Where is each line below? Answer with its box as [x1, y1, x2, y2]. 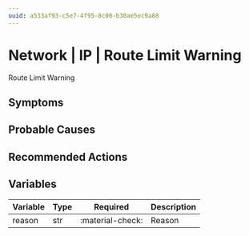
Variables [8, 178, 58, 191]
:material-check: [79, 214, 143, 226]
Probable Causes [8, 123, 96, 137]
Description [151, 201, 196, 212]
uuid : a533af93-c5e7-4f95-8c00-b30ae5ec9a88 [8, 11, 159, 20]
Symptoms [8, 95, 64, 109]
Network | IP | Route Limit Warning [8, 46, 242, 64]
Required [93, 201, 130, 212]
